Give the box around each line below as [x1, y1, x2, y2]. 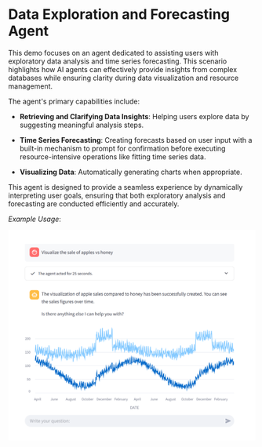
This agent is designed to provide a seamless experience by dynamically [8, 182, 243, 191]
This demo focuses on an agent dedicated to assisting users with [8, 48, 219, 57]
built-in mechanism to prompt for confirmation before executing [19, 144, 226, 153]
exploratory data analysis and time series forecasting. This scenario [8, 56, 227, 66]
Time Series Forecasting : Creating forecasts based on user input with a [19, 135, 253, 144]
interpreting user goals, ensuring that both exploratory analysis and [8, 191, 226, 200]
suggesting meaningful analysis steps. [19, 120, 144, 129]
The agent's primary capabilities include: [8, 96, 140, 106]
